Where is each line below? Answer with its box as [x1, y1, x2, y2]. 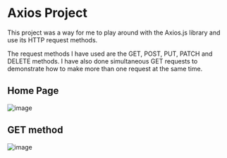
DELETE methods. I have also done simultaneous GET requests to [7, 56, 198, 65]
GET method [7, 124, 63, 136]
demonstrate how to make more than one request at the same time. [7, 64, 203, 73]
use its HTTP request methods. [7, 35, 98, 44]
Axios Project [7, 5, 88, 21]
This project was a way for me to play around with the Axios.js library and [7, 28, 221, 37]
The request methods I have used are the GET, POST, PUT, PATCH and [7, 49, 213, 58]
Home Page [7, 85, 59, 97]
